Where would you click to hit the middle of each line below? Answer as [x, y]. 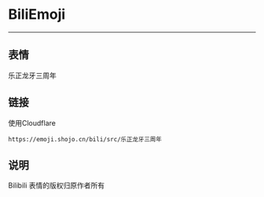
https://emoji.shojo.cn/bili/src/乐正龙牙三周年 [85, 139]
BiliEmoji [37, 15]
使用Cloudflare [32, 122]
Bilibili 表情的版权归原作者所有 [57, 185]
